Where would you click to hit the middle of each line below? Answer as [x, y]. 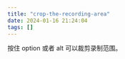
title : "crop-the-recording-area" [59, 14]
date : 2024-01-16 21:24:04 [47, 21]
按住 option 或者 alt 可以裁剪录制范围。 [65, 48]
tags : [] [20, 27]
